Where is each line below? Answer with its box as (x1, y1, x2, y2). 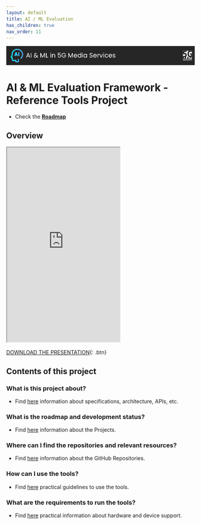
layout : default (6, 10, 47, 16)
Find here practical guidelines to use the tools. (14, 483, 129, 490)
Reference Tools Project (6, 93, 128, 107)
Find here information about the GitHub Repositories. (14, 455, 145, 462)
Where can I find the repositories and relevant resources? (6, 441, 177, 450)
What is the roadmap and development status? (6, 412, 145, 421)
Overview (6, 131, 44, 141)
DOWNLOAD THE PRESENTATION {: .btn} (6, 349, 107, 356)
